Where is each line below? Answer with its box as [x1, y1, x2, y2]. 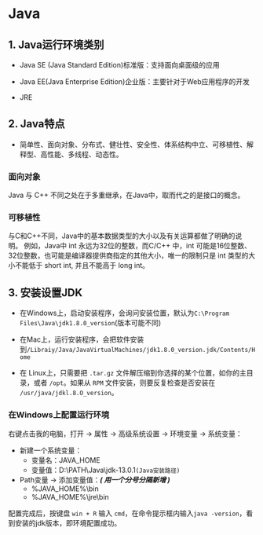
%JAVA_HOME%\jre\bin [31, 492, 110, 501]
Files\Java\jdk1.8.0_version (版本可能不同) [19, 318, 162, 328]
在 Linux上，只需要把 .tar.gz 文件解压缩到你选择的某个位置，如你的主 [19, 368, 247, 378]
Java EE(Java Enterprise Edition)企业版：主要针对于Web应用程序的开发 [19, 77, 250, 86]
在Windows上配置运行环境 [8, 409, 110, 420]
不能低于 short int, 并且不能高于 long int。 [14, 261, 149, 270]
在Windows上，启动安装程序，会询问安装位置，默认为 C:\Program [19, 308, 230, 318]
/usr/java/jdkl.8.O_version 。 [19, 388, 119, 398]
